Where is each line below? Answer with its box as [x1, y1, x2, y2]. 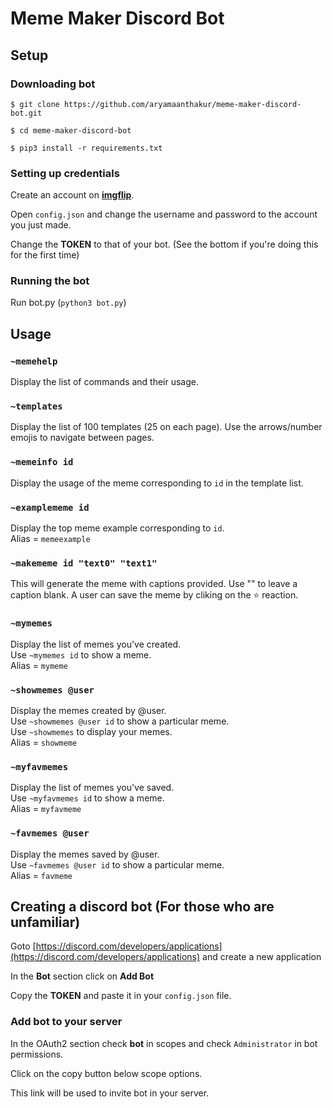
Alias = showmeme [10, 736, 78, 748]
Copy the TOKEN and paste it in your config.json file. [10, 990, 232, 1002]
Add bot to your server [10, 1015, 123, 1029]
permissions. [10, 1048, 64, 1060]
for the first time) [10, 249, 80, 261]
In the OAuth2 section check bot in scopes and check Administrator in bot [10, 1037, 318, 1049]
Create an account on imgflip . [10, 189, 135, 201]
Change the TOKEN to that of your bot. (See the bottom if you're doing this [10, 238, 319, 251]
